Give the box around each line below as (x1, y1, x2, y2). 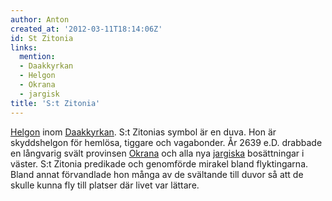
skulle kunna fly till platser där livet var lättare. (10, 179, 200, 191)
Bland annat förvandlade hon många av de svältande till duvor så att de (10, 168, 304, 180)
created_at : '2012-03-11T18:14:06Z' (10, 24, 163, 34)
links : (10, 42, 38, 53)
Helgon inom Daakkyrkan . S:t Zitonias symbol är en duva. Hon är (10, 126, 277, 138)
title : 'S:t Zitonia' (10, 98, 101, 108)
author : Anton (10, 14, 70, 25)
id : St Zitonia (10, 33, 74, 43)
